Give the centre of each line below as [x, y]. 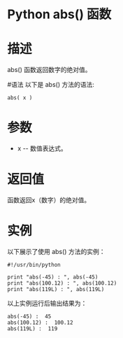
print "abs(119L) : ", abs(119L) [56, 289]
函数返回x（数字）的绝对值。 [49, 200]
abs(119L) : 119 [32, 329]
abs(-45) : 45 [29, 316]
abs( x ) [20, 98]
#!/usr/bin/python [34, 265]
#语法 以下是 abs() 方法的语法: [51, 85]
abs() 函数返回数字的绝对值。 [49, 70]
